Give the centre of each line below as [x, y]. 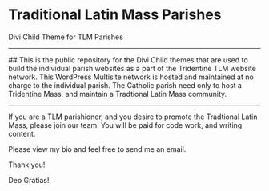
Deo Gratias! [29, 180]
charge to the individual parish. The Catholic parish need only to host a [125, 85]
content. [22, 133]
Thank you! [27, 165]
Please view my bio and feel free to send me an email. [97, 149]
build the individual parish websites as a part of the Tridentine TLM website [132, 68]
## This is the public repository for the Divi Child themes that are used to [128, 60]
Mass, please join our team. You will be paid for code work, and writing [125, 125]
